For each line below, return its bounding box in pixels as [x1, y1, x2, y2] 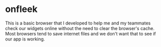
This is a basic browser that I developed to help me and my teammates [5, 20, 151, 26]
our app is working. [5, 36, 45, 42]
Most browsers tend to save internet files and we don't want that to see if [5, 30, 156, 36]
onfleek [5, 3, 37, 15]
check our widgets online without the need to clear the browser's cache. [5, 25, 155, 31]
